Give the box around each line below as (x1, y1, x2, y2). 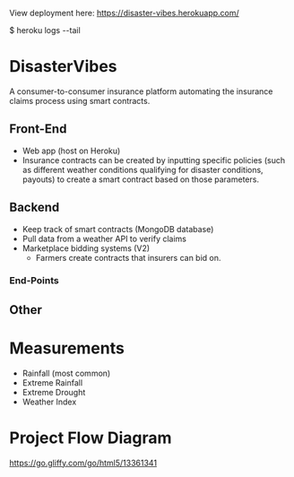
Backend (9, 200, 60, 215)
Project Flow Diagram (9, 428, 172, 447)
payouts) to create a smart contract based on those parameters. (22, 174, 260, 185)
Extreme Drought (22, 386, 86, 397)
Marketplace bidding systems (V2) (22, 242, 151, 254)
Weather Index (22, 396, 77, 407)
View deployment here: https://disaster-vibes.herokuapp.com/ (9, 8, 239, 18)
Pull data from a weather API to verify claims (22, 233, 186, 244)
